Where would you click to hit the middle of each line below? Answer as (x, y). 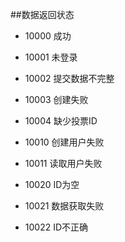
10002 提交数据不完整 (69, 78)
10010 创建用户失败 (64, 142)
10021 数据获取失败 (64, 206)
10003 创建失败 (56, 99)
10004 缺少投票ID (61, 121)
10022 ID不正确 (56, 227)
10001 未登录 (51, 57)
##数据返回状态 (42, 14)
